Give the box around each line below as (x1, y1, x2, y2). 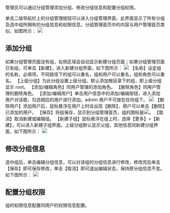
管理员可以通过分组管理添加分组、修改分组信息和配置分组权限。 (5, 5, 138, 10)
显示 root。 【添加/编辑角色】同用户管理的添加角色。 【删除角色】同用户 (5, 84, 157, 90)
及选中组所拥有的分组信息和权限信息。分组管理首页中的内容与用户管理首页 (5, 22, 160, 27)
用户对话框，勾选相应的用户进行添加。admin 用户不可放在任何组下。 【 (5, 96, 160, 102)
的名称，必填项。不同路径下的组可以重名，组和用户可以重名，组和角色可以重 (5, 71, 165, 77)
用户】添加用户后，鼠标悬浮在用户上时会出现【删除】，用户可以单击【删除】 (9, 103, 165, 109)
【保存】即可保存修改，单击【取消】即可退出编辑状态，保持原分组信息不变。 (5, 165, 165, 171)
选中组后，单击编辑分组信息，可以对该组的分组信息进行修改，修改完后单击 (5, 159, 160, 165)
